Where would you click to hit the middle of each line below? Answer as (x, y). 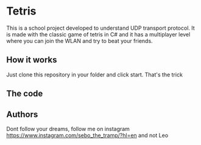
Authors (22, 114)
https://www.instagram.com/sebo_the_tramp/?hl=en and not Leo (87, 135)
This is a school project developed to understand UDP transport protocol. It (100, 28)
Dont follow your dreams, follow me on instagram (68, 129)
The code (25, 94)
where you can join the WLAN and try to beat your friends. (80, 41)
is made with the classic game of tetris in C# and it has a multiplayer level (98, 34)
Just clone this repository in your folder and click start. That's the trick (94, 75)
